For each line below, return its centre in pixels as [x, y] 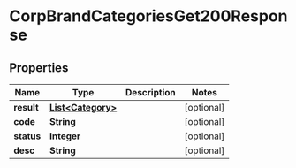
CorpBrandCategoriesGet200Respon [148, 16]
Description [150, 92]
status [27, 136]
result [27, 107]
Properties [39, 68]
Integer [65, 136]
